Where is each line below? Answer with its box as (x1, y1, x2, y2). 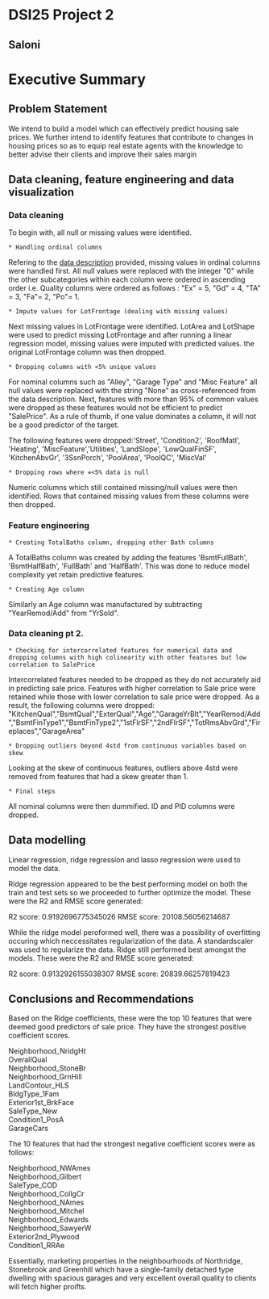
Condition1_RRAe (8, 1241, 65, 1251)
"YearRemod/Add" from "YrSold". (8, 608, 119, 618)
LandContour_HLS (8, 1080, 70, 1091)
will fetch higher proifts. (8, 1282, 87, 1292)
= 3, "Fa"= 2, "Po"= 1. (8, 292, 81, 302)
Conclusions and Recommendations (8, 992, 194, 1006)
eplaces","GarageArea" (8, 726, 85, 735)
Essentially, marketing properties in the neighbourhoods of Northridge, (8, 1256, 243, 1266)
